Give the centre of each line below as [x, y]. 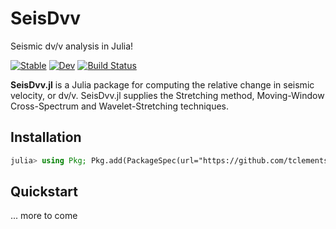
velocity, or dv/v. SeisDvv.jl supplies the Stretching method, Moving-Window [167, 95]
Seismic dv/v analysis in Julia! [72, 46]
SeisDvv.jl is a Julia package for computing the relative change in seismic [162, 84]
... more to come [44, 216]
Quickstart [44, 192]
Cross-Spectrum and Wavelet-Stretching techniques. [120, 106]
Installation [46, 137]
